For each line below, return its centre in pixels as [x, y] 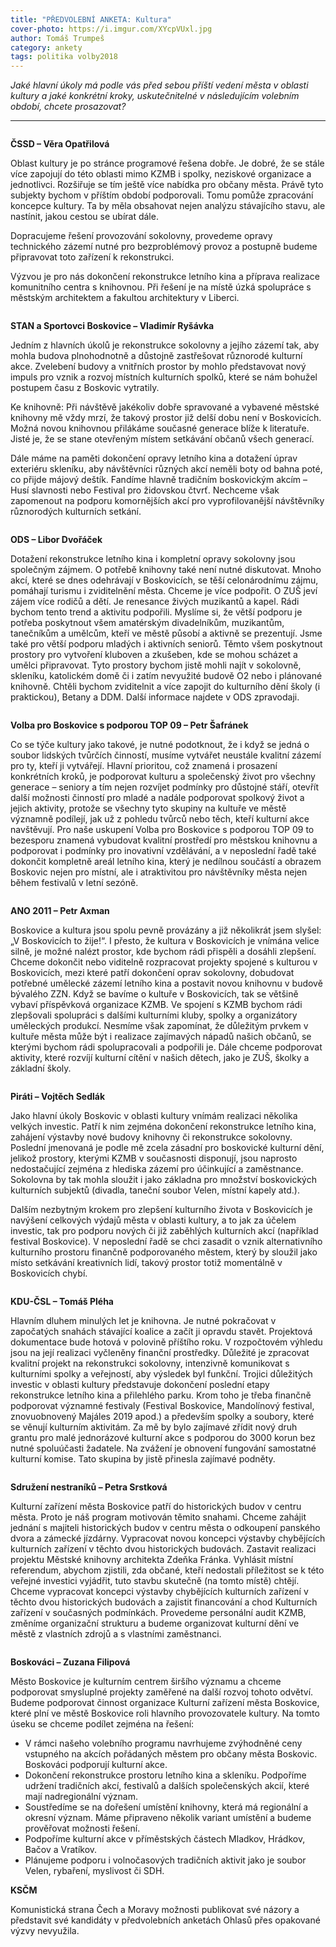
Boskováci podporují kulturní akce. [96, 1765]
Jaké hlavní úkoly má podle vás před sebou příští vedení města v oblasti [159, 85]
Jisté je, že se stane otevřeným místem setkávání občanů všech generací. [162, 439]
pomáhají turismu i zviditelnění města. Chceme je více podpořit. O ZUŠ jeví [164, 591]
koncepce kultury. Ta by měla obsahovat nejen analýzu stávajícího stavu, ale [168, 206]
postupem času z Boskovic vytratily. [85, 388]
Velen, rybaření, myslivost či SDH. [94, 1871]
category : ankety [46, 47]
